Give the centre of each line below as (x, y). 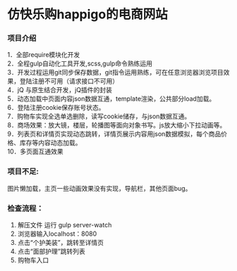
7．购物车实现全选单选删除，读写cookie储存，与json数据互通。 (99, 116)
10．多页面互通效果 (35, 151)
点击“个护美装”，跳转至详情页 (61, 243)
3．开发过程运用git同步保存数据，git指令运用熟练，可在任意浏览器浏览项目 (115, 73)
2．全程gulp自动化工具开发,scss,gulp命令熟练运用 (80, 63)
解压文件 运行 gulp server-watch (65, 225)
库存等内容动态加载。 (50, 143)
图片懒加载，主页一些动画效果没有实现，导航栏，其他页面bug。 (99, 188)
